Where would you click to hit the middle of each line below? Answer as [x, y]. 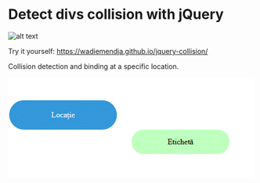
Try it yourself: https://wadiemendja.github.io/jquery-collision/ [108, 51]
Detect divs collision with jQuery [116, 14]
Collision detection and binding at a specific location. [94, 66]
